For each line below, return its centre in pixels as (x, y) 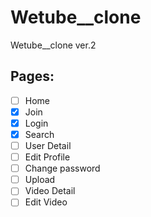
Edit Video (46, 202)
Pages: (32, 76)
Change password (62, 168)
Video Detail (50, 191)
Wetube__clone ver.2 (53, 45)
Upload (40, 180)
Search (39, 134)
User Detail (48, 145)
